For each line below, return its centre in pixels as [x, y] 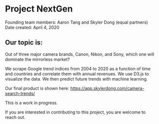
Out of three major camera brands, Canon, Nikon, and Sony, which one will [79, 54]
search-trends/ [20, 93]
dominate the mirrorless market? [38, 59]
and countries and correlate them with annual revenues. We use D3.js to [77, 74]
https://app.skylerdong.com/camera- [107, 88]
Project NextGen [39, 9]
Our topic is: [24, 43]
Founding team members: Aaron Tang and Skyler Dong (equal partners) [77, 22]
